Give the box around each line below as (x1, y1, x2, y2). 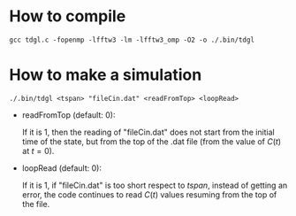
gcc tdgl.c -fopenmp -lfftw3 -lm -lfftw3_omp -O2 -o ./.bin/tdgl (9, 35, 254, 44)
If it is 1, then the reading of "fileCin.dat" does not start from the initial (21, 127, 276, 137)
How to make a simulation (9, 65, 202, 85)
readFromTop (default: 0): (21, 109, 116, 120)
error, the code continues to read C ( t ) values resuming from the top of (21, 189, 277, 200)
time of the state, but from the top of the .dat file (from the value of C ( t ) (21, 135, 281, 147)
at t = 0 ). (21, 145, 55, 156)
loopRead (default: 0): (21, 162, 102, 174)
